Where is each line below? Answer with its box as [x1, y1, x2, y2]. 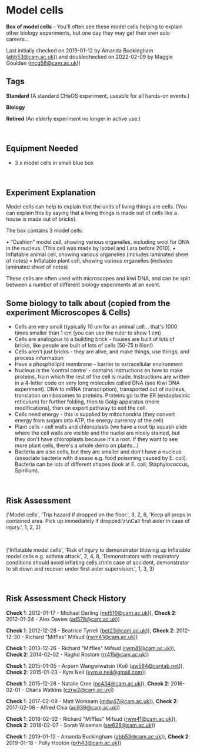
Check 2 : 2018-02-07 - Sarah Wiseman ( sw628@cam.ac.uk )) [6, 721, 156, 728]
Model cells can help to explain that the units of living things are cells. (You [6, 203, 187, 210]
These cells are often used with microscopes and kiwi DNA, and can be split [6, 275, 191, 282]
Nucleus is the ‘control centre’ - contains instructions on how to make [14, 367, 183, 374]
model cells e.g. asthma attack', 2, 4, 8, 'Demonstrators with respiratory [6, 553, 179, 559]
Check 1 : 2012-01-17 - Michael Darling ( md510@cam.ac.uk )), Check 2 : [6, 609, 177, 616]
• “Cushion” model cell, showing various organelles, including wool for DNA [6, 238, 190, 246]
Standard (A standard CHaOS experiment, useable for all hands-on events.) [6, 92, 190, 99]
